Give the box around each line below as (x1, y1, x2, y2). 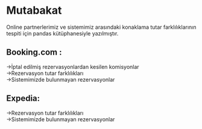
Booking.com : (6, 47, 62, 58)
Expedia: (6, 94, 40, 104)
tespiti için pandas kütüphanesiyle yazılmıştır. (6, 29, 119, 37)
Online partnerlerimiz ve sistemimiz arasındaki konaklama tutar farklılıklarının (6, 23, 197, 31)
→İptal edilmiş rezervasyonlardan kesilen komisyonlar (6, 63, 140, 70)
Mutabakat (6, 4, 62, 17)
